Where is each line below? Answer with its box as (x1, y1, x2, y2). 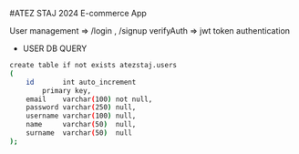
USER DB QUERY (22, 43, 88, 54)
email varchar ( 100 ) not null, (26, 95, 153, 104)
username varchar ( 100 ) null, (26, 111, 137, 121)
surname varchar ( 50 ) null (26, 128, 132, 138)
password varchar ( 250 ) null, (26, 103, 137, 112)
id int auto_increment (26, 77, 137, 87)
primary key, (42, 86, 92, 95)
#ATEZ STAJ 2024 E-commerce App (9, 8, 148, 18)
